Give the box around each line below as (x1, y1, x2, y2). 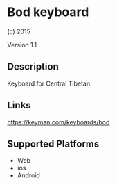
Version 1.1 (7, 40, 37, 49)
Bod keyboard (7, 4, 89, 20)
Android (17, 171, 40, 179)
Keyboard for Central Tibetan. (7, 79, 92, 88)
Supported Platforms (7, 138, 100, 150)
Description (7, 61, 59, 73)
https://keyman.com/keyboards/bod (7, 118, 110, 126)
